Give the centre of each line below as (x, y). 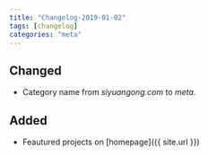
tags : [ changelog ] (43, 26)
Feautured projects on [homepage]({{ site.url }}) (111, 142)
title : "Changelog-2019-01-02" (68, 17)
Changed (35, 70)
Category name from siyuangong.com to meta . (109, 92)
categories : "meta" (46, 34)
